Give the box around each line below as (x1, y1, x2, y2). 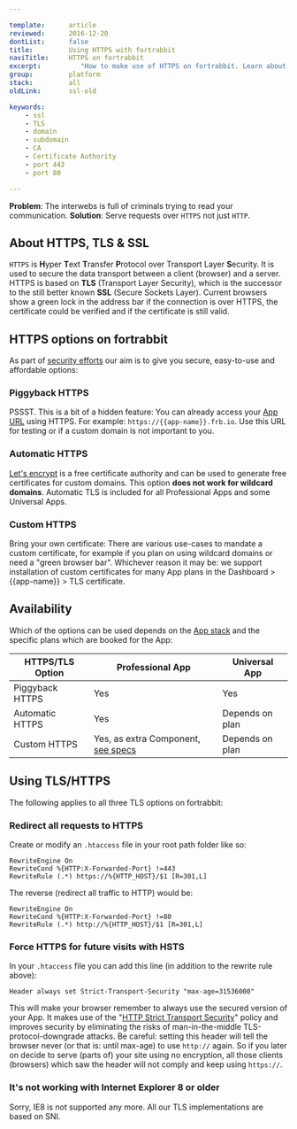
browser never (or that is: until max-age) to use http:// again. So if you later (9, 1040, 287, 1051)
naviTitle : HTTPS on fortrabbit (9, 54, 144, 63)
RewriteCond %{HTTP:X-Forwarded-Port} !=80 (9, 912, 172, 921)
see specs (93, 743, 137, 755)
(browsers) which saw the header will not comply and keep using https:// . (9, 1059, 283, 1070)
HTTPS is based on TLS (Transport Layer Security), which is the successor (9, 278, 283, 289)
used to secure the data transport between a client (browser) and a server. (9, 268, 281, 279)
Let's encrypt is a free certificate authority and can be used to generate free (9, 468, 287, 478)
